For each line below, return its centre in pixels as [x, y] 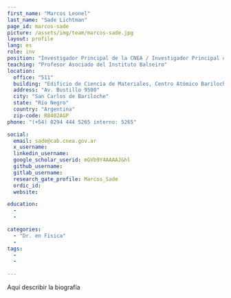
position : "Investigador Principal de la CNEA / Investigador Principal [113, 58]
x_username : [31, 147]
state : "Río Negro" [41, 103]
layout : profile [30, 39]
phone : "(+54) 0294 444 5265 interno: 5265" [72, 122]
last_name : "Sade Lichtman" [47, 20]
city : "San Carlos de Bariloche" [61, 97]
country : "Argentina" [44, 109]
